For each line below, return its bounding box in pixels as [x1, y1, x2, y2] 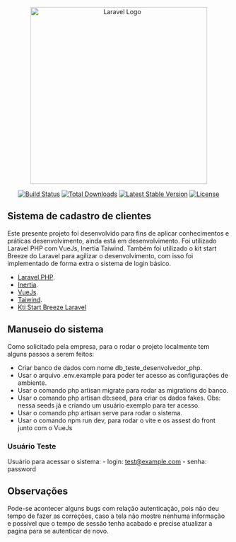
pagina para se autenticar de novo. [7, 526, 110, 535]
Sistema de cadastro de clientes [7, 210, 152, 222]
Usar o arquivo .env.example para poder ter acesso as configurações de [17, 371, 228, 379]
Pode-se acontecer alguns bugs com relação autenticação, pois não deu [7, 504, 219, 512]
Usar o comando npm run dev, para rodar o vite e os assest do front [17, 416, 216, 425]
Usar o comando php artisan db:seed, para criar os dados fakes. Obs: [17, 393, 221, 402]
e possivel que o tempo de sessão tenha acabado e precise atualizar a [7, 519, 213, 527]
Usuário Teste [7, 441, 57, 451]
